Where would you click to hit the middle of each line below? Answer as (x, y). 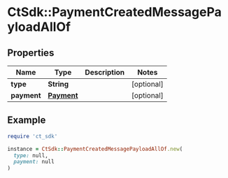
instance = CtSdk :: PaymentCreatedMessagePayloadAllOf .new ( (95, 149)
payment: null (34, 162)
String (58, 84)
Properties (31, 53)
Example (27, 120)
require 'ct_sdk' (33, 136)
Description (105, 72)
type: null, (31, 155)
